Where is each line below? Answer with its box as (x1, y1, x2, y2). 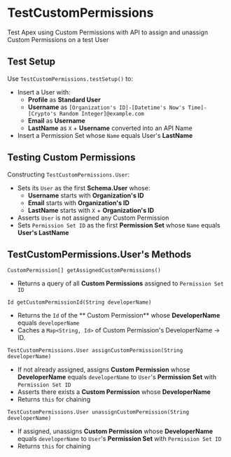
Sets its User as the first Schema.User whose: (17, 183, 150, 192)
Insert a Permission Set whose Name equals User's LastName (17, 131, 193, 139)
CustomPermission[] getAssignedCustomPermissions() (7, 267, 161, 274)
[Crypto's (27, 110, 57, 117)
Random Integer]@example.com (59, 110, 145, 117)
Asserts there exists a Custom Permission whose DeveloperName (17, 388, 211, 396)
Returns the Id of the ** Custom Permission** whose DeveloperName (17, 311, 220, 320)
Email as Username (27, 116, 85, 125)
